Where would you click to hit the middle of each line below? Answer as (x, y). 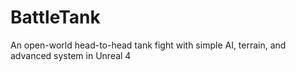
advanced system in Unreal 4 (71, 55)
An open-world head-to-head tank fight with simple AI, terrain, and (148, 45)
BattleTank (55, 17)
